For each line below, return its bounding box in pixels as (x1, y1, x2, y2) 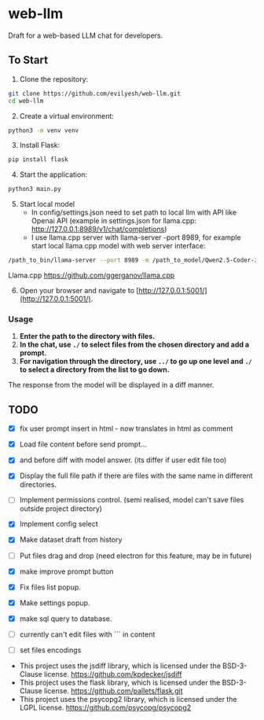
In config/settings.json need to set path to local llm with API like (31, 208, 237, 217)
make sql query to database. (19, 614, 112, 623)
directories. (19, 480, 57, 490)
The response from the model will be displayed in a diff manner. (8, 380, 214, 390)
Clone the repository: (19, 74, 89, 83)
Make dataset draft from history (19, 535, 123, 545)
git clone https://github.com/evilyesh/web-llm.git (8, 90, 181, 97)
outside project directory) (19, 504, 102, 513)
